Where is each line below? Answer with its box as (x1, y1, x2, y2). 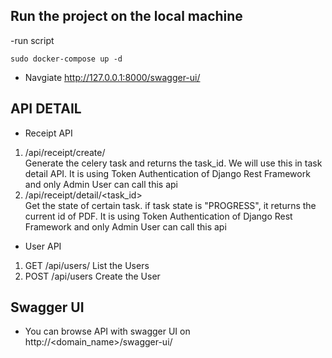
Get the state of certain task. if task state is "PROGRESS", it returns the (24, 199, 317, 211)
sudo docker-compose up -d (10, 54, 123, 64)
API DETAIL (10, 100, 82, 118)
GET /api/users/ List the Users (24, 259, 150, 271)
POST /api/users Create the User (24, 270, 161, 282)
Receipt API (24, 127, 73, 139)
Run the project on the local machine (10, 8, 243, 25)
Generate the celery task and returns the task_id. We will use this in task (24, 157, 323, 169)
